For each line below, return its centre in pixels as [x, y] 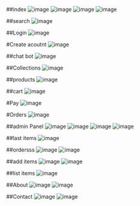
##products [21, 79]
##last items [22, 138]
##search [18, 21]
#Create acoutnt [26, 44]
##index [17, 9]
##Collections [23, 68]
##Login [17, 33]
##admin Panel [25, 126]
